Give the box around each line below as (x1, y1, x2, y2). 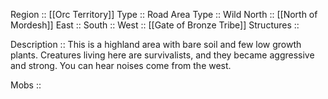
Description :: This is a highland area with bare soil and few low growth (10, 39, 302, 50)
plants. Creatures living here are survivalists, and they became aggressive (10, 49, 315, 61)
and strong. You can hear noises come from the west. (10, 60, 232, 71)
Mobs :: (10, 79, 42, 91)
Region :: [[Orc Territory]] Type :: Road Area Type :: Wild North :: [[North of (10, 9, 318, 20)
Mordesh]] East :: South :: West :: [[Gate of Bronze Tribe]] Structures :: (10, 19, 300, 31)
